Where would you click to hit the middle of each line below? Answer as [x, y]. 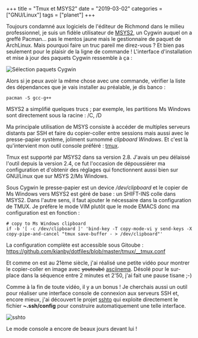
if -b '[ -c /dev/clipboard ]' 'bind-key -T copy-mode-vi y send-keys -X [99, 229]
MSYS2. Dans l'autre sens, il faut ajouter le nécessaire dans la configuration [99, 200]
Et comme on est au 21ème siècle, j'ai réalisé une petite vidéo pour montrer [98, 263]
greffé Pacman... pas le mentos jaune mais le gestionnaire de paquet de [94, 39]
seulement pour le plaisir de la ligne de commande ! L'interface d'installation [99, 52]
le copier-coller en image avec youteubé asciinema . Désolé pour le [88, 269]
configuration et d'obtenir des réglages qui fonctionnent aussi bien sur [92, 170]
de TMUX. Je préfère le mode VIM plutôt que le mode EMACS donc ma [93, 206]
